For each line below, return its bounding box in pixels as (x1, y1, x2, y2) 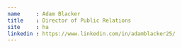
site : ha (7, 23, 50, 30)
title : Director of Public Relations (7, 17, 132, 24)
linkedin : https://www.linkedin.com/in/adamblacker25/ (7, 30, 176, 37)
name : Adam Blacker (7, 10, 81, 18)
